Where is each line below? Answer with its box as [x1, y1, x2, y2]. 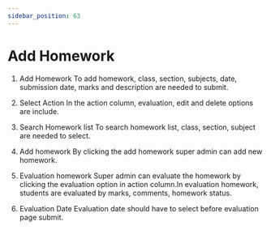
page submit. [19, 212, 64, 222]
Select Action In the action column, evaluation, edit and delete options [19, 98, 253, 108]
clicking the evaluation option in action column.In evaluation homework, [19, 179, 259, 189]
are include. [19, 106, 59, 116]
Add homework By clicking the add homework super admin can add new [19, 147, 263, 156]
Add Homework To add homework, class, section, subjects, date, [19, 74, 237, 83]
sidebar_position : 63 [7, 11, 81, 20]
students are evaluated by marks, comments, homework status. [19, 188, 232, 198]
